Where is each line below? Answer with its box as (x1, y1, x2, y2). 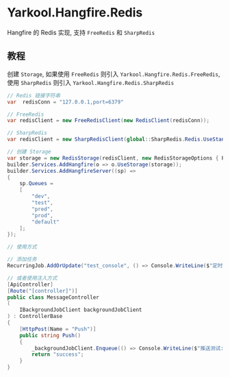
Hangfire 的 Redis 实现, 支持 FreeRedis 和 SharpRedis (7, 28, 155, 36)
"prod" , (31, 212, 53, 219)
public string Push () (19, 332, 81, 339)
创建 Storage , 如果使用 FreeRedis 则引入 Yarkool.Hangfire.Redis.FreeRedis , (7, 70, 220, 78)
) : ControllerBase (7, 313, 63, 320)
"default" (31, 218, 60, 226)
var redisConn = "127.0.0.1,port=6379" (7, 98, 125, 106)
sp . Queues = (19, 180, 53, 187)
